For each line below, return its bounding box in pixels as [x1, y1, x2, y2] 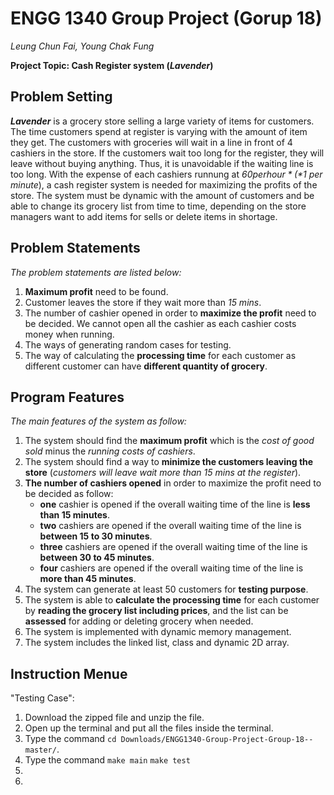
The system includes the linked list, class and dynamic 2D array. [24, 637, 290, 649]
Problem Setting [10, 88, 113, 106]
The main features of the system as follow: [10, 415, 187, 427]
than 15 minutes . [39, 509, 110, 521]
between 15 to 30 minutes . [39, 530, 153, 542]
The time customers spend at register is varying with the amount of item [10, 125, 308, 137]
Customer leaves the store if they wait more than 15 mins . [24, 296, 262, 308]
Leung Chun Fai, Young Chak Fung [10, 40, 155, 52]
